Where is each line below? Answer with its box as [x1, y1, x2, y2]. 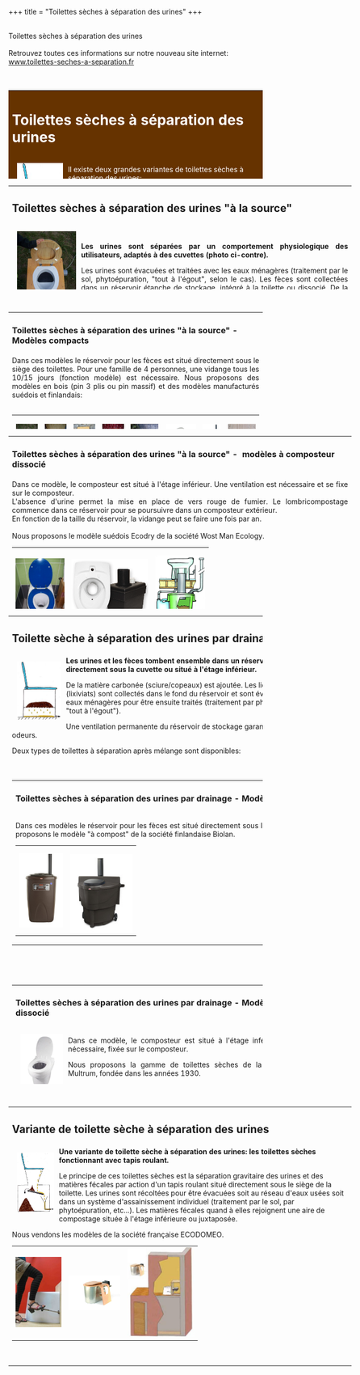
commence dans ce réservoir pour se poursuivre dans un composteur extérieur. [11, 506, 278, 515]
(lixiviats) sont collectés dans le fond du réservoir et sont [65, 688, 254, 698]
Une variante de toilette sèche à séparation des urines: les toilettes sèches [59, 1146, 316, 1156]
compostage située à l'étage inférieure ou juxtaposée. [59, 1213, 238, 1224]
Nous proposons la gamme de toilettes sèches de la [68, 1060, 262, 1069]
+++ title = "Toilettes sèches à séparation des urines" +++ [8, 7, 203, 16]
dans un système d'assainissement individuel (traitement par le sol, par [59, 1196, 295, 1206]
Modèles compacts [11, 335, 90, 346]
